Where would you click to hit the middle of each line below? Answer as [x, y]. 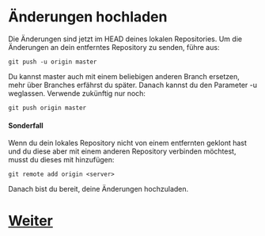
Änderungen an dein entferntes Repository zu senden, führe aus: [114, 47]
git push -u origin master [53, 62]
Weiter [30, 221]
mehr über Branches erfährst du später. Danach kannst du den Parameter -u [133, 85]
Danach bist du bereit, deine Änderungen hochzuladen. [98, 189]
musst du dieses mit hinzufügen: [61, 160]
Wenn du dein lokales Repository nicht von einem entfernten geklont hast [128, 143]
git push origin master [47, 108]
